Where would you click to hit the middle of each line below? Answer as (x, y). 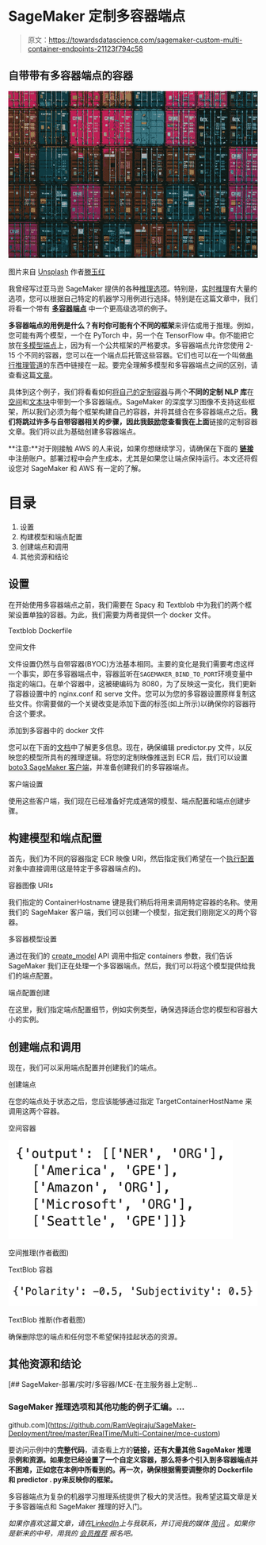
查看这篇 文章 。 (32, 375)
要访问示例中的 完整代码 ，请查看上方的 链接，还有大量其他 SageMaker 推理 (130, 1450)
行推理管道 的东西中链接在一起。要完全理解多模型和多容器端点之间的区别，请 (133, 365)
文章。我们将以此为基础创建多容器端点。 (74, 431)
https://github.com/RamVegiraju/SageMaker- (123, 1425)
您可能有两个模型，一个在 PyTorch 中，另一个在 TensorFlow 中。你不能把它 (131, 335)
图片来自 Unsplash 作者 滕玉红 (57, 272)
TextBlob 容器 (30, 1270)
